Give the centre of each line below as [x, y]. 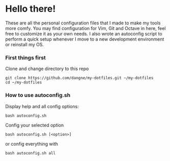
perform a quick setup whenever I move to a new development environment [85, 39]
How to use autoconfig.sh [38, 95]
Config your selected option [35, 125]
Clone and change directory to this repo [47, 69]
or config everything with [32, 144]
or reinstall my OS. [25, 44]
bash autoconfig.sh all [31, 153]
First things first [25, 57]
